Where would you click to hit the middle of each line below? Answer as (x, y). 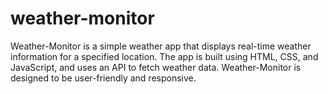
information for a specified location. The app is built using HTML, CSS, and (164, 56)
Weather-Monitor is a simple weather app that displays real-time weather (161, 46)
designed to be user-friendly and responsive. (103, 78)
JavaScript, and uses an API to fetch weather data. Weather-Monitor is (156, 67)
